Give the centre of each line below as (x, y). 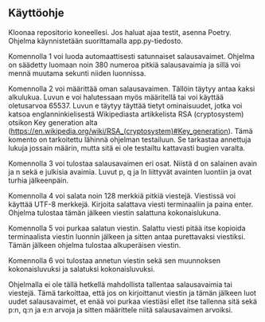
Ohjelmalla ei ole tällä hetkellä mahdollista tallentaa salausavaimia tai (120, 284)
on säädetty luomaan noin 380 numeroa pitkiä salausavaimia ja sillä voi (125, 65)
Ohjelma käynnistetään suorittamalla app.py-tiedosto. (95, 41)
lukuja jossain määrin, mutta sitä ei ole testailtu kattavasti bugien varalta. (127, 147)
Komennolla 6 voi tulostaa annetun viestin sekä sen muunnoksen (115, 260)
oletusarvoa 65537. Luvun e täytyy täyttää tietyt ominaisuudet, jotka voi (125, 105)
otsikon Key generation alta (53, 122)
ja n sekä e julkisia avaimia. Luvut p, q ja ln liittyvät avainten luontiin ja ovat (130, 171)
